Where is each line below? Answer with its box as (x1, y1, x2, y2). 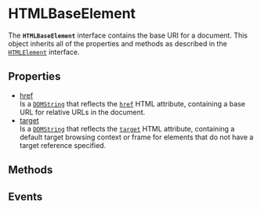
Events (8, 189, 43, 204)
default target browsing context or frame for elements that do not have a (19, 132, 254, 142)
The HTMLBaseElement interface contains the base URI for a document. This (8, 31, 248, 40)
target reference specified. (19, 140, 107, 150)
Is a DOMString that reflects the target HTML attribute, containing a (19, 124, 235, 133)
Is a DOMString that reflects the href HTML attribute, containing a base (19, 99, 245, 108)
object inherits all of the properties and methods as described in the (8, 38, 227, 48)
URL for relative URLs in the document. (19, 107, 146, 117)
